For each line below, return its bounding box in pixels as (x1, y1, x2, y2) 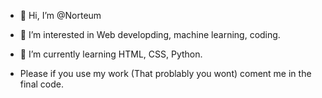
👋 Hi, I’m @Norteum (19, 10, 102, 21)
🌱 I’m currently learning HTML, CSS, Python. (19, 48, 203, 60)
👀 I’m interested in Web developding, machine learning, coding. (19, 29, 281, 40)
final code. (19, 78, 64, 90)
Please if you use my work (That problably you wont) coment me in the (19, 68, 312, 79)
